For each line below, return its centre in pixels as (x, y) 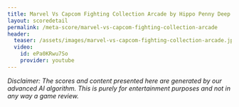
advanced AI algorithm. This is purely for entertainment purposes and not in (119, 88)
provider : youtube (47, 61)
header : (19, 34)
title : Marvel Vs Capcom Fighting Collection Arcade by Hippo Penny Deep (119, 14)
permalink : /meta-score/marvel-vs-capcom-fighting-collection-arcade (113, 27)
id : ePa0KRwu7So (44, 54)
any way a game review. (43, 96)
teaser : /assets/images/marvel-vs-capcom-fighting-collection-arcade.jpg (125, 41)
